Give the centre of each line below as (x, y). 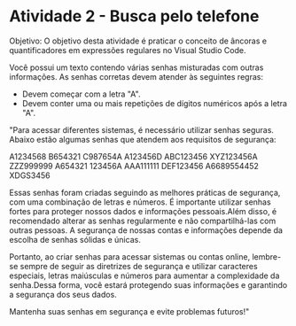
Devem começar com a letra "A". (81, 94)
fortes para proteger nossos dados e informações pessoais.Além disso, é (143, 211)
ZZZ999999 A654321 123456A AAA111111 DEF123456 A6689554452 (134, 166)
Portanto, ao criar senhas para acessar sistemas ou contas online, (130, 256)
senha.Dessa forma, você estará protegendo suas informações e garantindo (148, 284)
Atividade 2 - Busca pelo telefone (134, 16)
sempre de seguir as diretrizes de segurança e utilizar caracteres (139, 266)
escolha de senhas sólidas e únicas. (75, 239)
